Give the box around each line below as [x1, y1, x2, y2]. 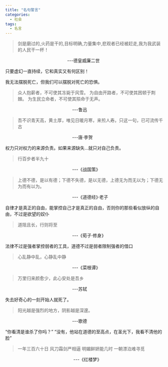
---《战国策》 [72, 167, 101, 173]
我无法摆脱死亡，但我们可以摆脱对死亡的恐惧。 [5, 79, 102, 85]
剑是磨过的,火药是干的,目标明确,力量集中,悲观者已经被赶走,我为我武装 [17, 41, 161, 47]
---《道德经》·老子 [72, 194, 108, 200]
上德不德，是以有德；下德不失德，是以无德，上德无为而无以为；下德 [17, 177, 159, 183]
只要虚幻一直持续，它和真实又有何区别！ [5, 68, 89, 75]
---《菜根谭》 [72, 265, 101, 271]
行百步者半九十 [17, 156, 49, 162]
